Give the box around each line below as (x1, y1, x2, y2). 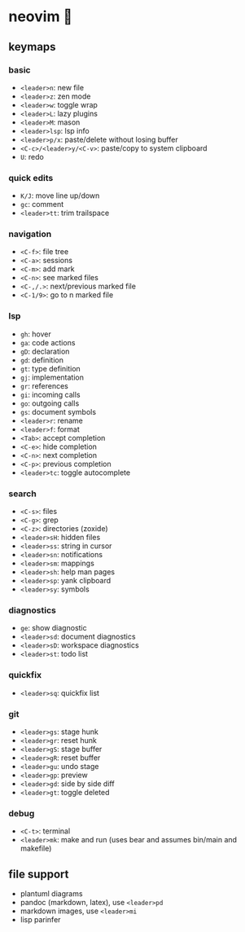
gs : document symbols (20, 407, 96, 416)
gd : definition (20, 354, 63, 365)
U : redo (20, 152, 45, 161)
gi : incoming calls (20, 389, 81, 399)
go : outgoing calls (20, 398, 80, 408)
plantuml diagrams (20, 889, 83, 899)
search (8, 488, 37, 499)
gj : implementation (20, 372, 84, 382)
